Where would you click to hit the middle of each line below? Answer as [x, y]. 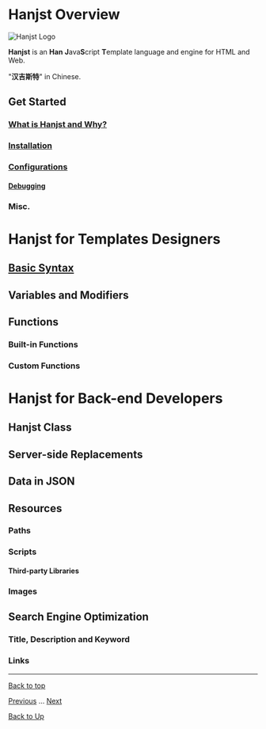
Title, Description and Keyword [69, 640]
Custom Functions [44, 366]
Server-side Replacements [76, 454]
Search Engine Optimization [78, 617]
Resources [35, 508]
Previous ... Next [35, 701]
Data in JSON [42, 482]
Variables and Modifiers [68, 295]
